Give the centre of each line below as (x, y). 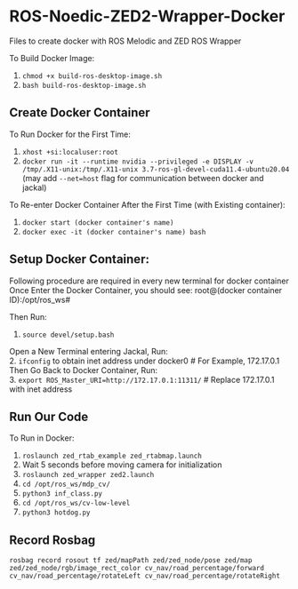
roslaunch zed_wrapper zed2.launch (88, 475)
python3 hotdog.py (56, 513)
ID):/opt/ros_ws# (40, 299)
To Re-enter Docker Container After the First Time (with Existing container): (148, 204)
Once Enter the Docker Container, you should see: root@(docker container (146, 290)
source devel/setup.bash (68, 335)
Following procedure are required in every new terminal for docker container (149, 281)
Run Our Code (49, 416)
